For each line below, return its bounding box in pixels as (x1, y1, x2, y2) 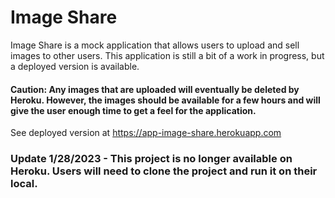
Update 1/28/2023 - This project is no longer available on (10, 152, 293, 166)
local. (10, 177, 38, 191)
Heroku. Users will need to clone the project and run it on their (10, 164, 318, 178)
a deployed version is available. (10, 60, 140, 72)
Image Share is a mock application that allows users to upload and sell (10, 39, 300, 51)
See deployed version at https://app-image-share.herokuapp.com (10, 127, 282, 139)
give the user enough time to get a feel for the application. (10, 104, 257, 116)
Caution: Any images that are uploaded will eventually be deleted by (10, 83, 300, 95)
